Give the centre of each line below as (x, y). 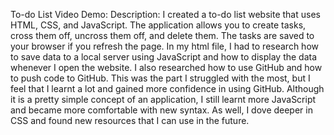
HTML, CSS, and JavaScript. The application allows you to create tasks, (158, 25)
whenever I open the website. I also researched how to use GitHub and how (166, 67)
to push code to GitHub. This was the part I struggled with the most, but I (160, 78)
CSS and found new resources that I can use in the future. (130, 120)
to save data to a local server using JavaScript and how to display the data (164, 57)
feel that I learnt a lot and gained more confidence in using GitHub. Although (167, 88)
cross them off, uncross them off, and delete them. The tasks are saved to (162, 35)
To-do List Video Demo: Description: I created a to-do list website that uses (165, 14)
